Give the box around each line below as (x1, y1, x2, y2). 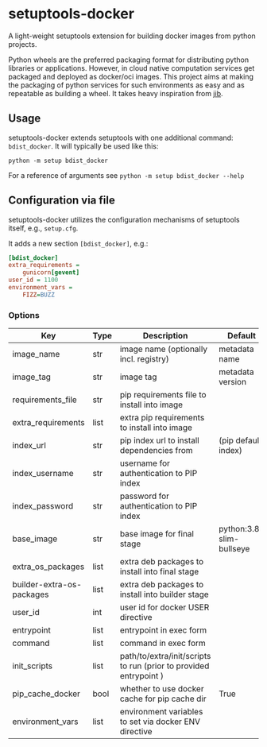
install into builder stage (119, 589, 209, 600)
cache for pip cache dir (119, 693, 207, 704)
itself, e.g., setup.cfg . (8, 223, 79, 233)
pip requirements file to (119, 389, 207, 401)
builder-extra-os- (12, 579, 82, 590)
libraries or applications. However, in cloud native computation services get (8, 63, 255, 72)
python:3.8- (218, 524, 265, 535)
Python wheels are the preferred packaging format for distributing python (8, 55, 249, 64)
